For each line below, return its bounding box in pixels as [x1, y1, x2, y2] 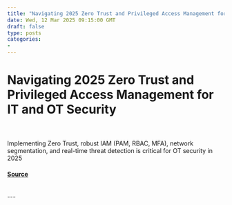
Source [7, 170, 29, 178]
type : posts [7, 29, 41, 37]
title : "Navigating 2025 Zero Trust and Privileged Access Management [7, 10, 215, 17]
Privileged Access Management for [7, 87, 214, 102]
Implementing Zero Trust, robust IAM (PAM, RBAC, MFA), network [7, 139, 194, 148]
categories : [7, 36, 41, 43]
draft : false [7, 23, 45, 30]
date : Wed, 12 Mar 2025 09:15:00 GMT [7, 17, 116, 24]
